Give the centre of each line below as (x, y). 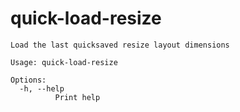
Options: (28, 80)
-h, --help (42, 88)
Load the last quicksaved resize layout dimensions (120, 45)
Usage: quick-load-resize (64, 62)
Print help (77, 97)
